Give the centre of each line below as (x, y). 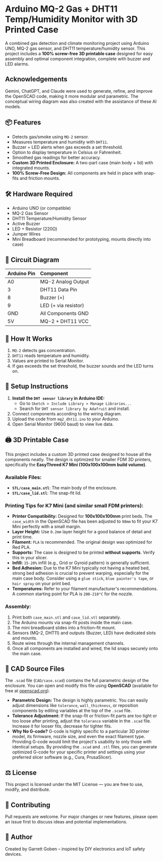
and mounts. (25, 638)
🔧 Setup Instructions (37, 386)
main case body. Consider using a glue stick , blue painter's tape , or (83, 578)
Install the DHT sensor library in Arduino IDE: (58, 398)
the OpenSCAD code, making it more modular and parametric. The (72, 96)
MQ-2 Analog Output (64, 282)
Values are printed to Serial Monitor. (48, 361)
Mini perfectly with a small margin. (46, 527)
